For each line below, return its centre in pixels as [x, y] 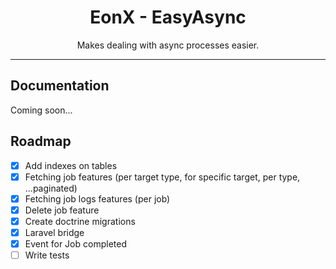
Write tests [47, 255]
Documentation [60, 86]
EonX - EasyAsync [168, 17]
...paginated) [51, 188]
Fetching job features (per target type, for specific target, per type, [162, 177]
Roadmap [41, 141]
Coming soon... [41, 110]
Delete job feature [62, 210]
